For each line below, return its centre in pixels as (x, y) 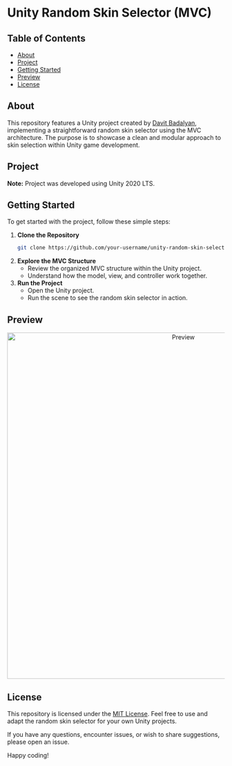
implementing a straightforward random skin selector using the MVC (104, 130)
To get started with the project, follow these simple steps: (89, 222)
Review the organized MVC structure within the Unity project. (115, 269)
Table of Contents (47, 38)
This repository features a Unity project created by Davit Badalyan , (102, 123)
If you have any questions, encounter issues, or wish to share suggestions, (113, 734)
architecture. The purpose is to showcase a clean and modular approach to (114, 137)
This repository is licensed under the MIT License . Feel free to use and (108, 713)
